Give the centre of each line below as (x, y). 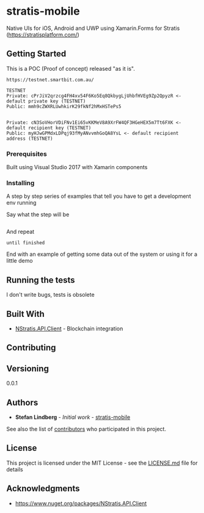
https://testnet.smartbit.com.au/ (50, 80)
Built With (25, 314)
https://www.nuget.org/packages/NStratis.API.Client (81, 503)
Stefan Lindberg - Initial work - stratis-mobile (73, 417)
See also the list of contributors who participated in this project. (86, 429)
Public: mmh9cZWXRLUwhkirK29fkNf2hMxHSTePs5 (64, 106)
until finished (26, 243)
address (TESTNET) (30, 139)
